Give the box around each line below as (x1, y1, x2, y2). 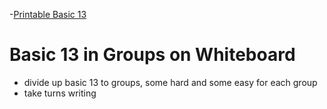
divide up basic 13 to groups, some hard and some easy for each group (23, 76, 318, 88)
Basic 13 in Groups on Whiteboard (9, 44, 296, 66)
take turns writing (23, 87, 97, 99)
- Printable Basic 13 (9, 9, 87, 20)
